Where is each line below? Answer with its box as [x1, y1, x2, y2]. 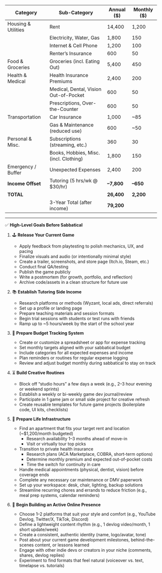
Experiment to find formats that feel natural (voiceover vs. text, [19, 558, 144, 563]
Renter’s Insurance [49, 50, 92, 57]
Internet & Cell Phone [49, 42, 98, 49]
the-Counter [49, 106, 79, 112]
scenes [19, 542, 34, 548]
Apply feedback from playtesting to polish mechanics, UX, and [19, 243, 144, 249]
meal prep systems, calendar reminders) [19, 493, 100, 498]
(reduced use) [49, 128, 82, 134]
